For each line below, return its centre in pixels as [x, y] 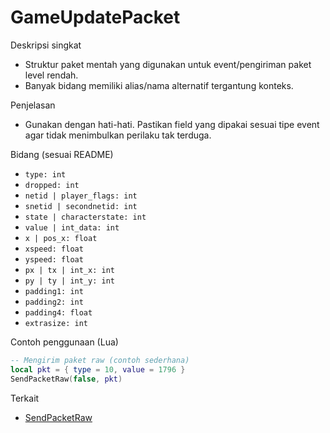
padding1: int [54, 291]
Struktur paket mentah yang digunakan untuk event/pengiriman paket [168, 64]
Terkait [25, 398]
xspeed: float [54, 249]
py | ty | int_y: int [69, 281]
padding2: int [54, 302]
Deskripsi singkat [46, 45]
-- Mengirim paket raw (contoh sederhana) [100, 360]
